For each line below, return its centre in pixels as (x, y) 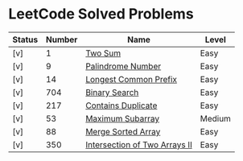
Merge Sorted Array (123, 131)
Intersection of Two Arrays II (139, 144)
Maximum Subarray (122, 118)
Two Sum (103, 53)
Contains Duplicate (121, 105)
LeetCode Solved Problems (101, 14)
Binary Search (112, 92)
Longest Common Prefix (132, 79)
